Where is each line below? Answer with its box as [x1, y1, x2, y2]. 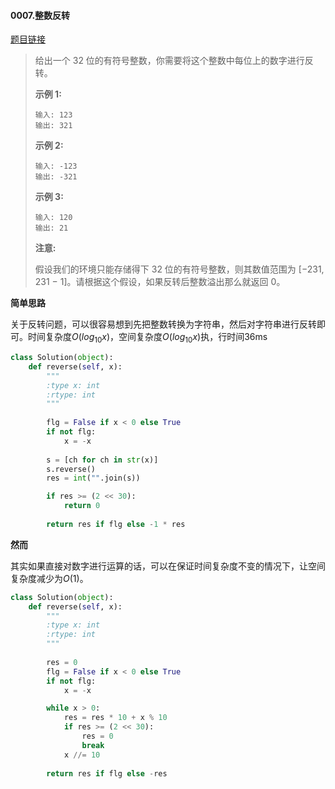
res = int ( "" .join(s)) [46, 473, 141, 484]
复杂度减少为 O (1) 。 [10, 572, 89, 584]
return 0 [63, 501, 101, 511]
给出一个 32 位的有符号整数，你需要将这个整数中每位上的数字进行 [34, 55, 305, 67]
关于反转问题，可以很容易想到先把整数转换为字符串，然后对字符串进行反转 [10, 318, 317, 330]
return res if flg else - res [46, 768, 168, 779]
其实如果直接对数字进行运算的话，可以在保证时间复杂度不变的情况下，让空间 [10, 560, 326, 572]
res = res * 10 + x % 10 [63, 713, 168, 723]
